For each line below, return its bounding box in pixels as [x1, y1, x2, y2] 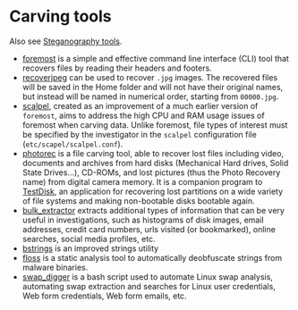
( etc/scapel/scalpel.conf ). [21, 138, 123, 149]
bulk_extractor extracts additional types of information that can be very [21, 205, 285, 215]
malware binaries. [21, 262, 89, 272]
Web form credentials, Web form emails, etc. [21, 290, 187, 301]
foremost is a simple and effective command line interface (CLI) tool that [21, 53, 289, 63]
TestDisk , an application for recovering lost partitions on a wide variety [21, 186, 284, 197]
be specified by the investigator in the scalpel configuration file [21, 129, 257, 139]
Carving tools [9, 6, 112, 27]
